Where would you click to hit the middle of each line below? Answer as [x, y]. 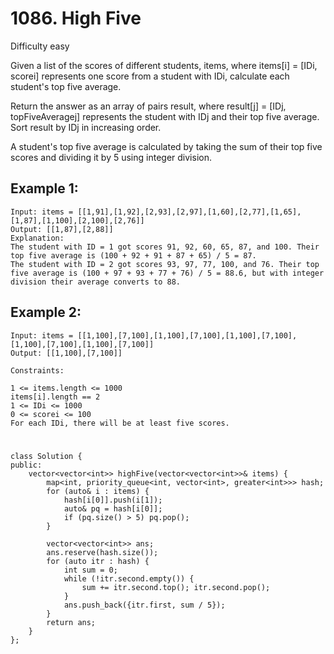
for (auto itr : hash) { [98, 561]
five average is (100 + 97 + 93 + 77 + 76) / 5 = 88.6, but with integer [167, 273]
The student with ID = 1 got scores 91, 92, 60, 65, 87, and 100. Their [165, 247]
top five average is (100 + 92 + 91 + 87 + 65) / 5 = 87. [133, 255]
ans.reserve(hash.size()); [102, 552]
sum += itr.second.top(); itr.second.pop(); [176, 587]
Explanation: [37, 238]
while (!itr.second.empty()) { [129, 578]
